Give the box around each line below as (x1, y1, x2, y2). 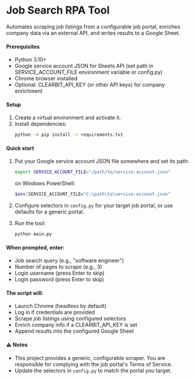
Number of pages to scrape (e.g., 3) (14, 264, 103, 271)
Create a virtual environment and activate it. (14, 114, 121, 121)
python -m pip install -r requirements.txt (14, 132, 124, 138)
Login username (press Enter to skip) (14, 269, 105, 277)
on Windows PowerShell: (14, 180, 75, 187)
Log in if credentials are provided (14, 308, 95, 316)
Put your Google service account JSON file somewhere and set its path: (14, 158, 190, 165)
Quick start (6, 144, 34, 151)
